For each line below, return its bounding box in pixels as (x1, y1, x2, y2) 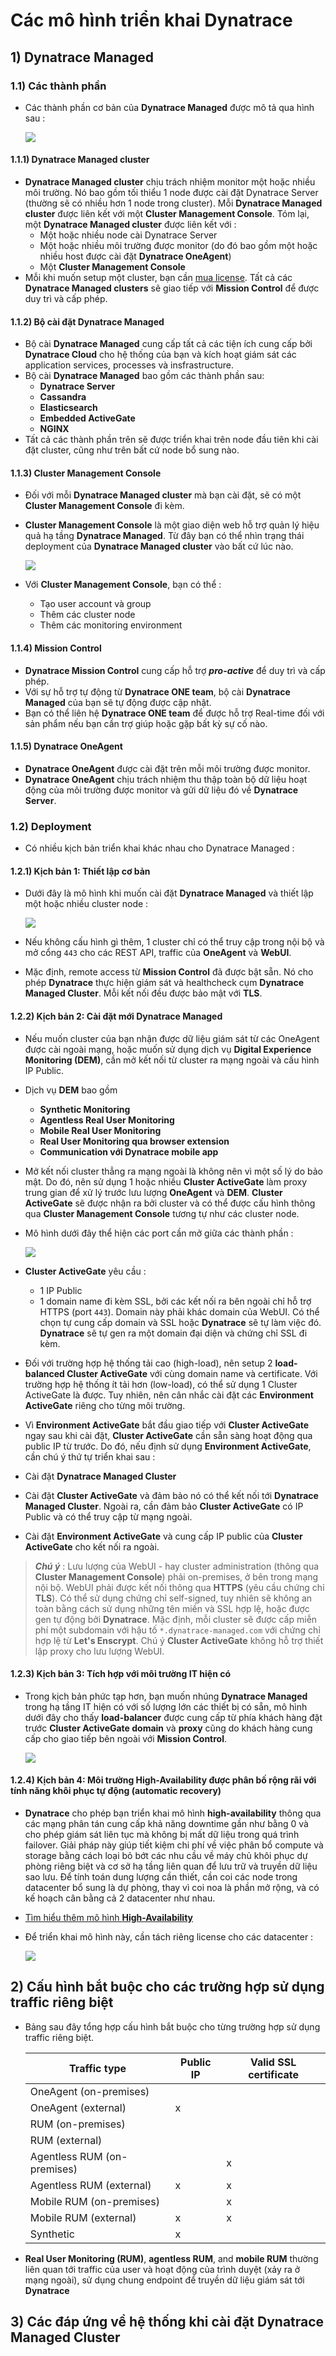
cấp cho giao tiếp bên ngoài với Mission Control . (24, 1732, 228, 1744)
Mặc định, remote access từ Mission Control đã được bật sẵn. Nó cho (24, 966, 314, 978)
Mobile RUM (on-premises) (29, 2194, 160, 2208)
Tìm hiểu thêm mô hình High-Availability (24, 1912, 194, 1923)
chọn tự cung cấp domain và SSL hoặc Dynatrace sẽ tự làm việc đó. (39, 1316, 322, 1328)
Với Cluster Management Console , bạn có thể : (24, 579, 222, 591)
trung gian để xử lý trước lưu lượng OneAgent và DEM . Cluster (24, 1186, 283, 1198)
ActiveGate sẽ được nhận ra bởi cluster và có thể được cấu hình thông (24, 1197, 316, 1209)
